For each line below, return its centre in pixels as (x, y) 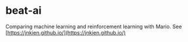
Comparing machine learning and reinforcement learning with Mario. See (94, 26)
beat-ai (23, 11)
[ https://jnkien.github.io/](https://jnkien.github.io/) (66, 32)
